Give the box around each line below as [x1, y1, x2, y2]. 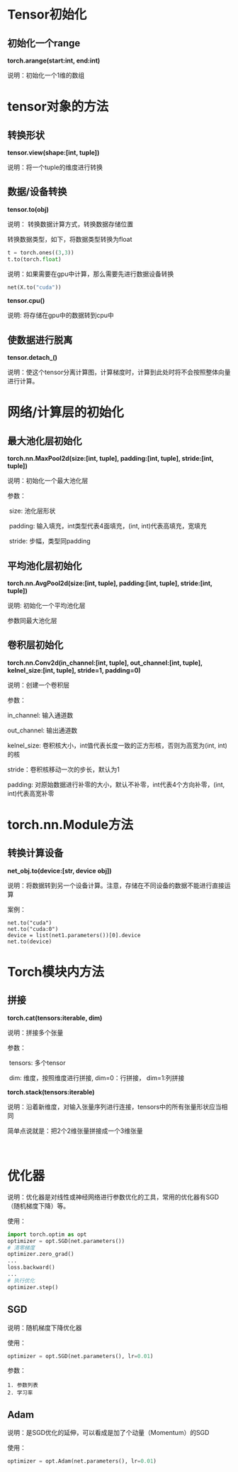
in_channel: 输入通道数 [7, 710, 74, 719]
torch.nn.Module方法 [7, 817, 133, 833]
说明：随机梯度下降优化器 [7, 1323, 82, 1332]
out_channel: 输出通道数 [7, 726, 78, 735]
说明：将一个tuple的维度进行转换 [7, 163, 103, 171]
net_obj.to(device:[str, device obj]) [7, 866, 112, 875]
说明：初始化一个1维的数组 [7, 71, 85, 79]
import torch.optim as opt [7, 1231, 87, 1238]
